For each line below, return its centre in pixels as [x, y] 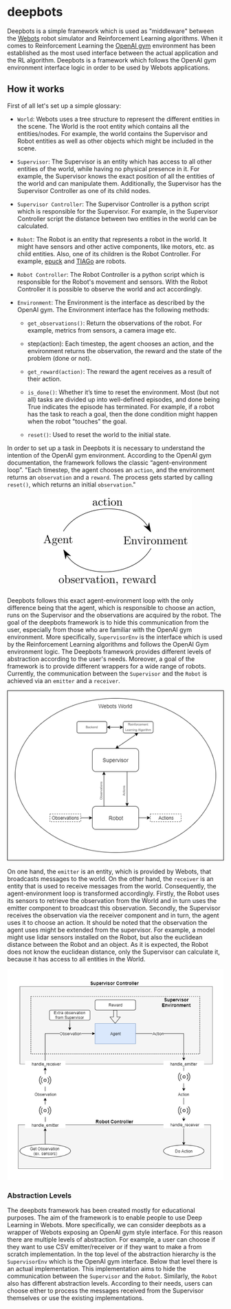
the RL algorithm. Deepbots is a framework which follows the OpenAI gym [112, 60]
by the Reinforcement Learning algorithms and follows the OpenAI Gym [108, 644]
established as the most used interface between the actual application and [113, 53]
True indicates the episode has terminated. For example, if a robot [121, 407]
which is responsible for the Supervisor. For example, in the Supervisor [118, 211]
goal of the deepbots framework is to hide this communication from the [108, 622]
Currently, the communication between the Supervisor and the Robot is [107, 673]
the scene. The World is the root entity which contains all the [103, 126]
